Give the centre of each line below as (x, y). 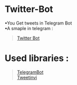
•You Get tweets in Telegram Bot (38, 23)
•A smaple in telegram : (29, 28)
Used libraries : (37, 58)
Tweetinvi (27, 77)
